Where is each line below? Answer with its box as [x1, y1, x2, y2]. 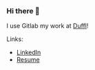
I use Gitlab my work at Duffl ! [6, 22, 89, 30]
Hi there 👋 [6, 6, 41, 16]
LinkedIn [16, 48, 41, 57]
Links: [6, 35, 23, 43]
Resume [16, 56, 40, 64]
